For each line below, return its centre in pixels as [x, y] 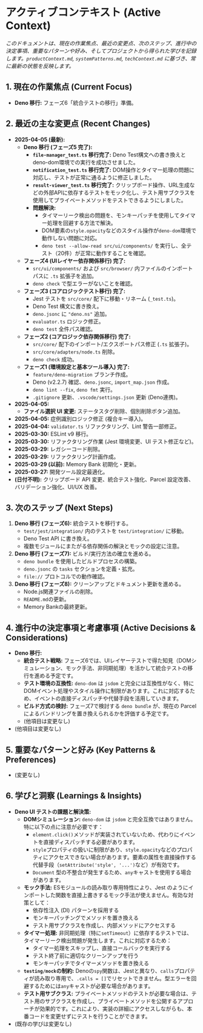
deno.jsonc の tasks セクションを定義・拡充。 [81, 569]
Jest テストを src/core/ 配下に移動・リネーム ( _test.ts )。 [106, 298]
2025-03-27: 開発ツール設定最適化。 [61, 472]
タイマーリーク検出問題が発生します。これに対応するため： [98, 940]
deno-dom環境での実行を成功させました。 [85, 162]
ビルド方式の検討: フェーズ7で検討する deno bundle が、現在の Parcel [110, 706]
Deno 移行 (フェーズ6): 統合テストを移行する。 [73, 523]
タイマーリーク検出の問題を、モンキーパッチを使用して [111, 215]
